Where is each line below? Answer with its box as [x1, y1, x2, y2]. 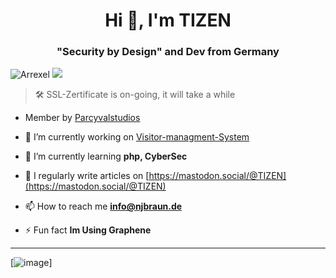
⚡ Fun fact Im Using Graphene [24, 224, 152, 236]
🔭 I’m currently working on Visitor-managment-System [24, 131, 250, 143]
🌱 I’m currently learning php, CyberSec [24, 150, 188, 163]
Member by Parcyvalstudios [24, 112, 141, 124]
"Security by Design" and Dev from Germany [56, 45, 280, 59]
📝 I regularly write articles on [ [24, 170, 150, 182]
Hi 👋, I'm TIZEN [104, 9, 232, 32]
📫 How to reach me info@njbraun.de [24, 200, 183, 213]
